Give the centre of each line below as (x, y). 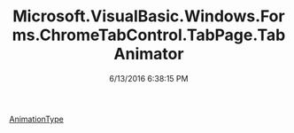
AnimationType (36, 119)
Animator (149, 54)
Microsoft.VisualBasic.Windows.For (149, 16)
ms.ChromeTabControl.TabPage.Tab (149, 35)
